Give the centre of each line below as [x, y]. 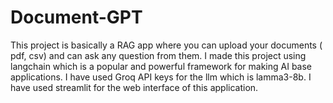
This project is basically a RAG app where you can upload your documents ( [166, 45]
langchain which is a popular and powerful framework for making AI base [161, 66]
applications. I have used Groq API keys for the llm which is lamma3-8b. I [161, 77]
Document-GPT [76, 17]
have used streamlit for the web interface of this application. [134, 87]
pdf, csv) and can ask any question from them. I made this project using [158, 55]
